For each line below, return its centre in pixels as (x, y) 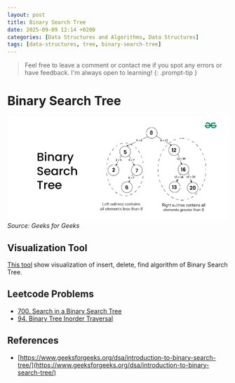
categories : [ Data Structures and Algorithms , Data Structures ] (103, 37)
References (33, 341)
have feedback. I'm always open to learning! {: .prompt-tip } (111, 73)
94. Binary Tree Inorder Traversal (65, 318)
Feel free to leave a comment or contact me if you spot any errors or (123, 65)
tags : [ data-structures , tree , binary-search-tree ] (84, 45)
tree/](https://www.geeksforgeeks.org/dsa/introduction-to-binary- (113, 365)
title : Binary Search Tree (47, 22)
